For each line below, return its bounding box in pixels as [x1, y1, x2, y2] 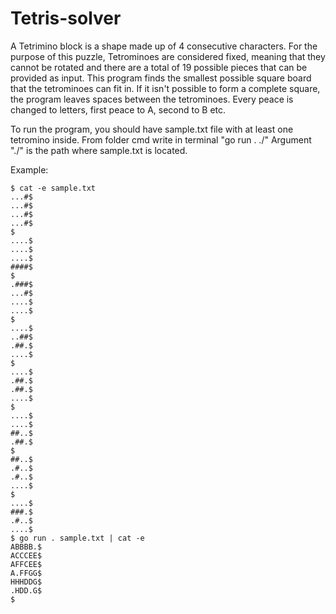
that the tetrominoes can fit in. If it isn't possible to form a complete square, [10, 82, 321, 94]
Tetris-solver [10, 7, 122, 30]
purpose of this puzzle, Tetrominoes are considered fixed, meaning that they [10, 50, 326, 62]
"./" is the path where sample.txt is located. [10, 144, 188, 156]
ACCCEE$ [10, 550, 43, 561]
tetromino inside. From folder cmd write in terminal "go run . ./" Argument [10, 133, 312, 146]
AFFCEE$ [10, 559, 43, 569]
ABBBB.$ [10, 542, 43, 552]
